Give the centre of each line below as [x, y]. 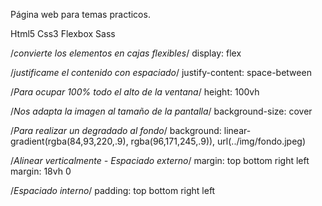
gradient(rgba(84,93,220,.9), [69, 141]
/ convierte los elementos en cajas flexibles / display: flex [126, 53]
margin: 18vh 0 [41, 171]
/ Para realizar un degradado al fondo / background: [116, 130]
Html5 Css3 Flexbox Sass [63, 33]
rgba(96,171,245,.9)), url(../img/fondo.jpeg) [218, 141]
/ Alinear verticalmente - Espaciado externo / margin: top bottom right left [160, 160]
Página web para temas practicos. [80, 14]
